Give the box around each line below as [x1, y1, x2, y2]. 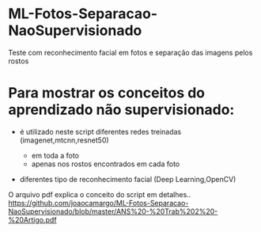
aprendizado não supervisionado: [8, 101, 235, 119]
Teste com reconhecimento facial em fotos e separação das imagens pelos [8, 48, 253, 57]
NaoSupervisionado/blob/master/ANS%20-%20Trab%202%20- [8, 207, 218, 216]
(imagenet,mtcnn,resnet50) [19, 135, 109, 145]
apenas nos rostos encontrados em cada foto [31, 159, 180, 169]
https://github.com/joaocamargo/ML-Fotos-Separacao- [8, 198, 189, 207]
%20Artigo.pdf [8, 215, 57, 224]
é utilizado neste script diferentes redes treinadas [19, 127, 182, 136]
